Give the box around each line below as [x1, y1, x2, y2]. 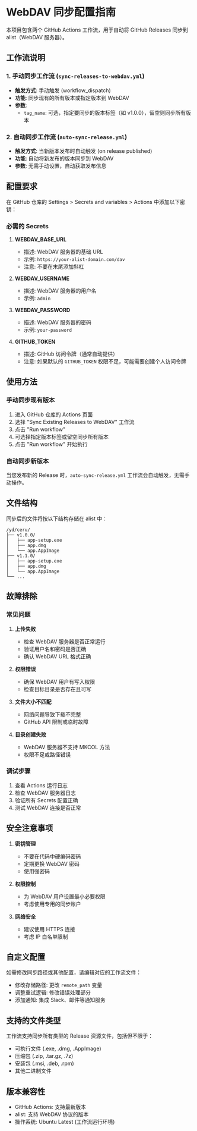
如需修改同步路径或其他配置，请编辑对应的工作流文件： [6, 969, 141, 976]
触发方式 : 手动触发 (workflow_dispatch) [14, 87, 111, 94]
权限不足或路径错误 [23, 750, 71, 758]
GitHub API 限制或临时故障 [23, 718, 89, 725]
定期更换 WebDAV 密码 [23, 860, 80, 867]
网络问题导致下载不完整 [23, 711, 81, 718]
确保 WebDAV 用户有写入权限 [23, 678, 96, 685]
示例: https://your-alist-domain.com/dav [23, 256, 125, 263]
